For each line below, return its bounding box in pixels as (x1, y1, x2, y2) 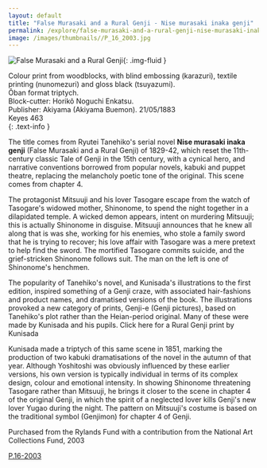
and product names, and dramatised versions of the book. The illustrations (8, 295, 253, 305)
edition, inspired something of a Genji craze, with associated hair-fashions (8, 287, 252, 296)
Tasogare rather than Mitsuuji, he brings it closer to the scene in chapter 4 (8, 387, 251, 396)
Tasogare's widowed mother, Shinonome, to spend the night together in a (8, 204, 249, 213)
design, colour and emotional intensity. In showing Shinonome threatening (8, 378, 251, 388)
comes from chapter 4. (8, 180, 83, 189)
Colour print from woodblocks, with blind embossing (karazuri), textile (8, 71, 238, 80)
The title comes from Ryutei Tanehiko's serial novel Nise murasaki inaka (8, 137, 246, 147)
